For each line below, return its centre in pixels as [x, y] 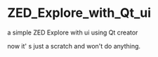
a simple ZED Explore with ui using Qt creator [73, 32]
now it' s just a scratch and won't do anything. [74, 46]
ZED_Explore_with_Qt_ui [79, 13]
